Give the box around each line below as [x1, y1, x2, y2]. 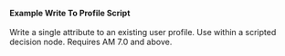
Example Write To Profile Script [9, 8, 131, 18]
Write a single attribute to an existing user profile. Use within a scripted [9, 27, 277, 37]
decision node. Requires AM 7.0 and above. [9, 36, 173, 47]
